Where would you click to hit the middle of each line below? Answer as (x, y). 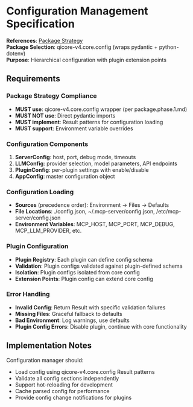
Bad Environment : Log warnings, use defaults (72, 320)
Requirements (33, 79)
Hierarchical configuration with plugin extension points (99, 60)
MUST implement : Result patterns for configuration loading (89, 122)
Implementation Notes (49, 346)
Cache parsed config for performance (62, 391)
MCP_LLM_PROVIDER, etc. (48, 231)
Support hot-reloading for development (64, 385)
